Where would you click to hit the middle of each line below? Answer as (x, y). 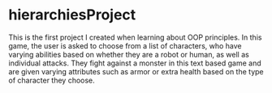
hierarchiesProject (72, 15)
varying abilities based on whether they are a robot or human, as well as (129, 54)
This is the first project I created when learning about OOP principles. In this (135, 37)
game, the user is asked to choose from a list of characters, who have (125, 45)
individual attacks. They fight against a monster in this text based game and (135, 63)
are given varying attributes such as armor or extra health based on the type (136, 71)
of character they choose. (52, 80)
